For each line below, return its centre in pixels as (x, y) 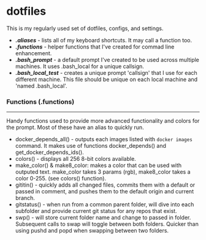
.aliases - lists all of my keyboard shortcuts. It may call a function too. (103, 40)
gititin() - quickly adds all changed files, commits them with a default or (105, 185)
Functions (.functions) (40, 101)
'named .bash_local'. (41, 86)
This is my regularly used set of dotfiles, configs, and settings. (85, 28)
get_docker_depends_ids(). (49, 152)
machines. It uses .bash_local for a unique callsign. (79, 66)
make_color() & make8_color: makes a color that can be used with (98, 165)
